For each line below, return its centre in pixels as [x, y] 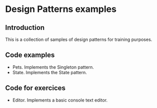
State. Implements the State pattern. [50, 72]
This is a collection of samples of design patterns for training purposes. [79, 39]
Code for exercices [35, 88]
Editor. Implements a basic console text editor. [60, 100]
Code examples [30, 55]
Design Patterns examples [61, 9]
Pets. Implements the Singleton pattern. [53, 67]
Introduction [25, 28]
